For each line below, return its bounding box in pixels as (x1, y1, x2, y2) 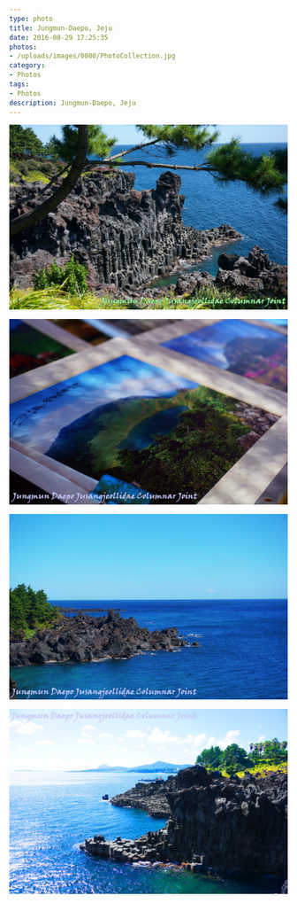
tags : (9, 80, 29, 89)
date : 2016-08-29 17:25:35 (9, 33, 109, 42)
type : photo (9, 14, 53, 23)
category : (9, 61, 46, 70)
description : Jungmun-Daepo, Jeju (9, 98, 137, 107)
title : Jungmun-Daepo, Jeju (9, 23, 113, 33)
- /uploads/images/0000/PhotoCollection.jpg (9, 51, 176, 61)
